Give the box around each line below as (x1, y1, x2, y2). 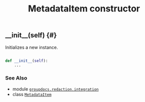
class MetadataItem (12, 91, 51, 97)
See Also (5, 75, 27, 82)
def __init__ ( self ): (5, 58, 48, 63)
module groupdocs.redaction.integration (12, 86, 99, 92)
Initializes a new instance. (5, 44, 58, 50)
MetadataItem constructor (28, 3, 140, 14)
